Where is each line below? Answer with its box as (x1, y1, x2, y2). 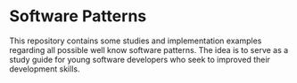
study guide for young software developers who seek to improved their (9, 54, 270, 64)
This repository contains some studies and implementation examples (9, 35, 262, 46)
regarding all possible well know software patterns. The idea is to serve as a (9, 44, 289, 55)
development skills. (9, 64, 80, 74)
